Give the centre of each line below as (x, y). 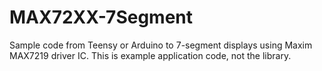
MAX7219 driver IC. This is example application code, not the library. (150, 55)
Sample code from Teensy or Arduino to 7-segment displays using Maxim (161, 45)
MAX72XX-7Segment (101, 17)
